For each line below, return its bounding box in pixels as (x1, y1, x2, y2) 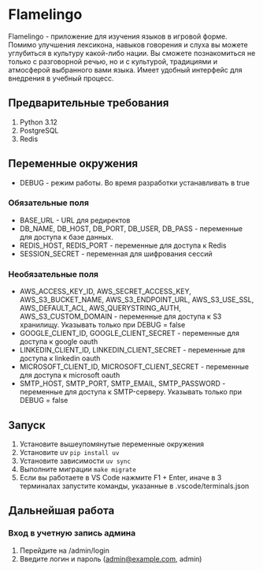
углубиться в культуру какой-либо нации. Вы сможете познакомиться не (8, 48, 256, 58)
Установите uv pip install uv (19, 447, 120, 457)
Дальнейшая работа (8, 504, 115, 517)
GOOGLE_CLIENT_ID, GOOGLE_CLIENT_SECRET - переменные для (19, 329, 240, 338)
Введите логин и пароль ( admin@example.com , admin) (19, 554, 202, 563)
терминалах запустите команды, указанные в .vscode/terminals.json (19, 481, 250, 491)
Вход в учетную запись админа (8, 528, 136, 539)
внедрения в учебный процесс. (8, 73, 114, 83)
